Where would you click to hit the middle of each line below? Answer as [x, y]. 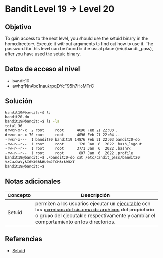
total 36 [14, 126]
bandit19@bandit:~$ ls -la [32, 121]
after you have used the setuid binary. [43, 54]
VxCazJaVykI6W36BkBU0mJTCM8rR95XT [40, 162]
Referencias [24, 239]
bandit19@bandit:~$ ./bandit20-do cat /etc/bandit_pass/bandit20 [72, 158]
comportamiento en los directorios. [75, 222]
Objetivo [18, 27]
